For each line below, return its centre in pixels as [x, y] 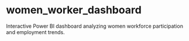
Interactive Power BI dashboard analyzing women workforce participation [94, 26]
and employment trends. [36, 32]
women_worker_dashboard [74, 10]
